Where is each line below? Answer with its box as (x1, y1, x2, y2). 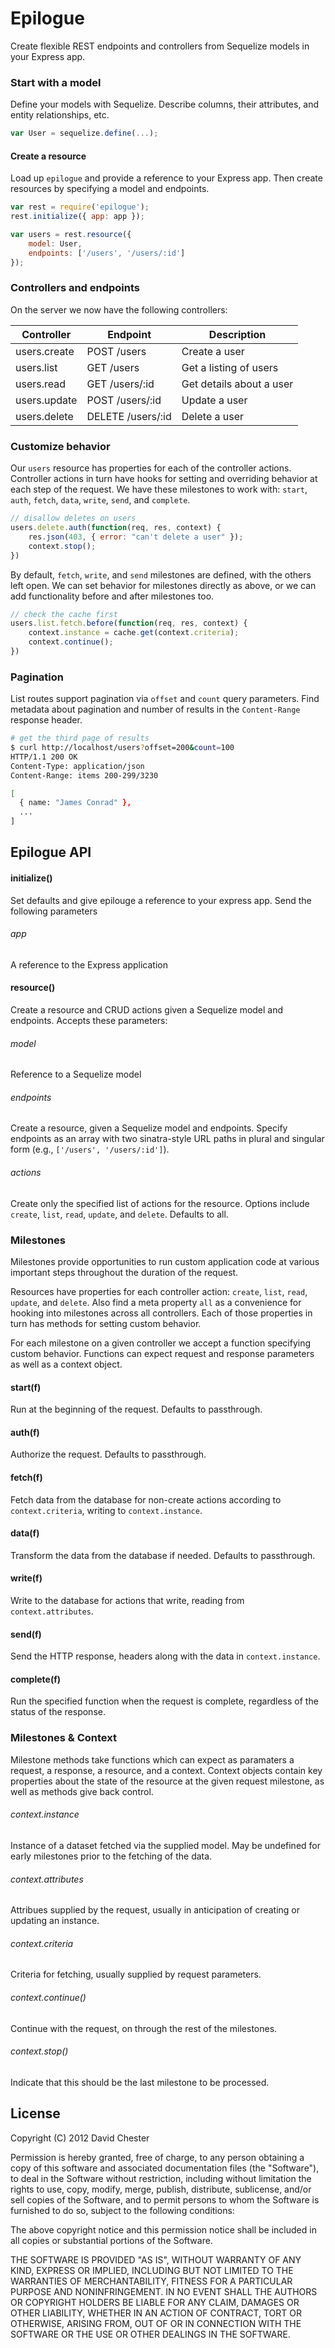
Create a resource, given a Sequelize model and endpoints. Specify (10, 1122, 288, 1134)
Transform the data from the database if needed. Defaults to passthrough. (10, 1549, 316, 1561)
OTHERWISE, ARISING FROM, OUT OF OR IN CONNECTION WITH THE (10, 2317, 302, 2329)
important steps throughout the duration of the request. (10, 1266, 239, 1278)
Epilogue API (10, 844, 92, 861)
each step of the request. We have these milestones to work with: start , (10, 483, 308, 496)
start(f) (10, 1381, 42, 1393)
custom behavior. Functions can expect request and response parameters (10, 1347, 315, 1359)
